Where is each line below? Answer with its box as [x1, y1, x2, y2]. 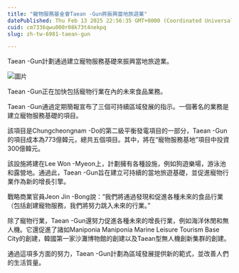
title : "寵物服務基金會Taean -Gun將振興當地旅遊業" [7, 10, 148, 18]
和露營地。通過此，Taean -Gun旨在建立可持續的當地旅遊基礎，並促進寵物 [7, 168, 223, 177]
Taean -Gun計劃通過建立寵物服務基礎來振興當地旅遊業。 [7, 57, 173, 66]
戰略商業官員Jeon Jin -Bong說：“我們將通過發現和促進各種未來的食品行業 [7, 192, 224, 201]
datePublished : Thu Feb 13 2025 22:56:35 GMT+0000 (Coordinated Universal [7, 17, 234, 24]
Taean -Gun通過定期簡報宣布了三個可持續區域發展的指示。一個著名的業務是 [7, 103, 229, 111]
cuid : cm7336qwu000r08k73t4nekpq [7, 24, 107, 31]
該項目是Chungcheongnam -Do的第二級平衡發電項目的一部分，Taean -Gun [7, 126, 228, 135]
